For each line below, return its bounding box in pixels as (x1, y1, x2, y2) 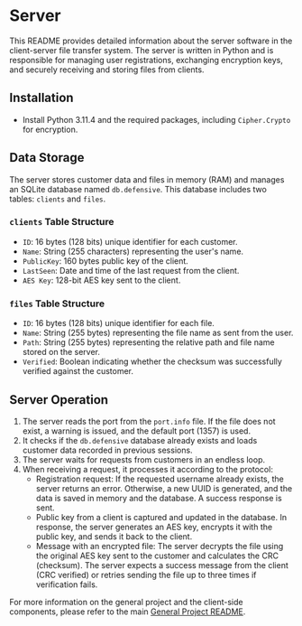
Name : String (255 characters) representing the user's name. (22, 246, 244, 257)
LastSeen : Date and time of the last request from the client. (22, 265, 240, 276)
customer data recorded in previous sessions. (22, 444, 193, 455)
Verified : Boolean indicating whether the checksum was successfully (22, 356, 282, 367)
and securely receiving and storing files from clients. (9, 64, 205, 75)
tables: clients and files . (9, 193, 106, 204)
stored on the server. (22, 347, 101, 358)
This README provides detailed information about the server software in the (9, 35, 293, 46)
